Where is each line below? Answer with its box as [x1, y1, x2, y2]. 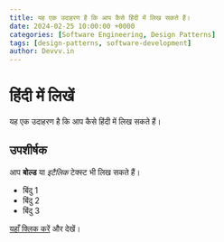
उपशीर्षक [9, 143, 48, 158]
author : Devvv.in [9, 47, 75, 56]
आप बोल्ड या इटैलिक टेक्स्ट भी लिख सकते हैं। [9, 166, 141, 177]
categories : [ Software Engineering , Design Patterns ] [9, 30, 217, 39]
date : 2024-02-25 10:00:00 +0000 [9, 22, 135, 31]
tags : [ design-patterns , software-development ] [9, 38, 192, 48]
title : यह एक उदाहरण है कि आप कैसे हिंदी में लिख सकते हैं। [9, 13, 191, 23]
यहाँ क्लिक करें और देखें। [9, 223, 81, 234]
